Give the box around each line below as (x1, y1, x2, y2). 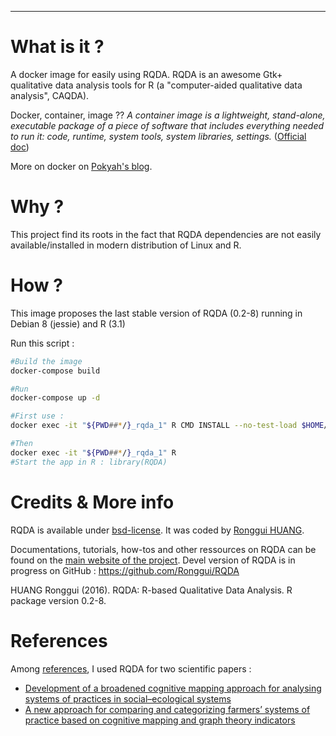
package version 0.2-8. (10, 594, 107, 606)
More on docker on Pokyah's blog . (10, 160, 153, 172)
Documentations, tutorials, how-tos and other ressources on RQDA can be (10, 543, 317, 555)
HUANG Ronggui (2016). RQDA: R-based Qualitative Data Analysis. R (10, 584, 293, 596)
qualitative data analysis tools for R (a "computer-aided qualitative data (10, 79, 303, 91)
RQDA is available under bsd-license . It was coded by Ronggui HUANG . (10, 524, 305, 536)
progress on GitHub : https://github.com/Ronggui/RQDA (10, 564, 240, 576)
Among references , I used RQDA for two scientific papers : (10, 662, 252, 675)
